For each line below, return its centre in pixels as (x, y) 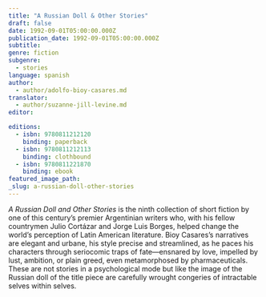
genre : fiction (34, 53)
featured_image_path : (44, 179)
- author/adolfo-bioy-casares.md (71, 90)
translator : (28, 98)
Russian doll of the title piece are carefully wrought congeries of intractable (133, 277)
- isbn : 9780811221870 (53, 164)
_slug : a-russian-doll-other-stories (71, 187)
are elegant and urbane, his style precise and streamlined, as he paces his (131, 243)
